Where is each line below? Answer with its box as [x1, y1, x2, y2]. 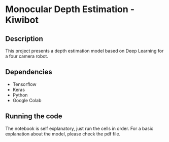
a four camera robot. [5, 53, 48, 59]
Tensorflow [12, 81, 37, 87]
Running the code [5, 112, 62, 121]
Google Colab [12, 97, 42, 103]
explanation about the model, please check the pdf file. [5, 130, 121, 137]
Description [5, 34, 43, 43]
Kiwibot [5, 14, 39, 26]
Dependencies [5, 68, 52, 76]
